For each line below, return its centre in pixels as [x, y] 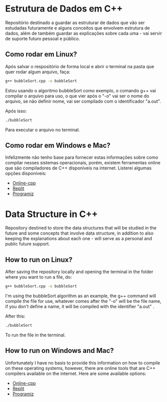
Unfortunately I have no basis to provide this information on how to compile [83, 363]
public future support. [27, 244]
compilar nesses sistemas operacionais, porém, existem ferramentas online [83, 163]
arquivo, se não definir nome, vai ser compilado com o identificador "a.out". [83, 101]
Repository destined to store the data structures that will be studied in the [81, 228]
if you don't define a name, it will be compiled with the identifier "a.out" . [80, 306]
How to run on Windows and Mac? [59, 351]
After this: [15, 316]
